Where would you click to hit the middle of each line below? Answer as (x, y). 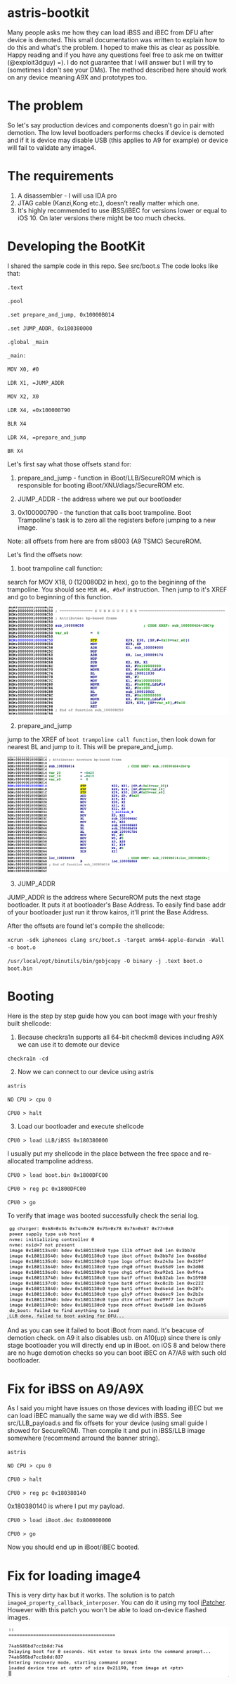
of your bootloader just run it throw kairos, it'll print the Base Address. (108, 912)
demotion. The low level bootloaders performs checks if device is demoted (116, 132)
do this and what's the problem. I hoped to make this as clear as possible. (114, 47)
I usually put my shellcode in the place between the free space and (104, 1153)
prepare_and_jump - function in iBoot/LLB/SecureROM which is (109, 478)
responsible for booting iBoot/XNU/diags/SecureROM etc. (101, 485)
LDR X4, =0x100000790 (39, 410)
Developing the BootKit (76, 246)
